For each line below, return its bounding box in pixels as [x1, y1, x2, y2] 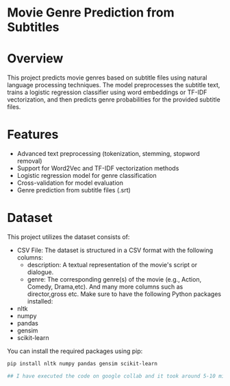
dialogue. [27, 268, 54, 276]
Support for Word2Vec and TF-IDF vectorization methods [16, 164, 179, 172]
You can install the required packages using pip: [7, 347, 143, 355]
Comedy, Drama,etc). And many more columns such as [27, 283, 183, 291]
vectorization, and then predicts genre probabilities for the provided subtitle [7, 95, 220, 104]
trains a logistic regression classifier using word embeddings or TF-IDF [7, 88, 207, 97]
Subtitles [7, 19, 60, 35]
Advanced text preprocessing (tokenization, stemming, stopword [16, 150, 201, 158]
